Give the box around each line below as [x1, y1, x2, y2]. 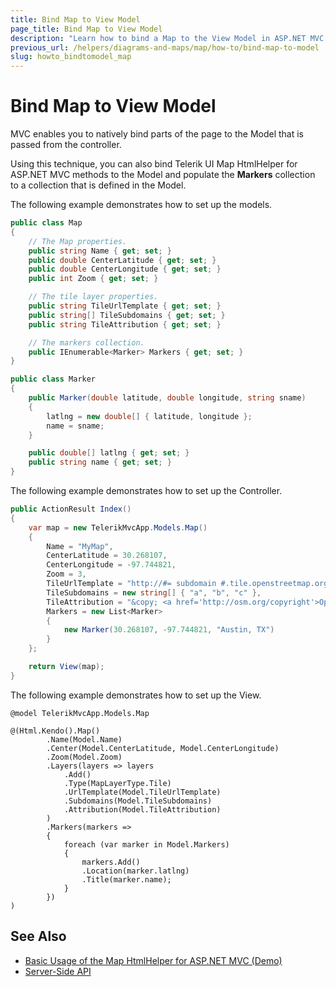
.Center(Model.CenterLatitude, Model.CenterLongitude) [46, 743, 280, 753]
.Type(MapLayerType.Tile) [63, 778, 172, 788]
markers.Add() [81, 857, 141, 867]
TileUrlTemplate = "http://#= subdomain [46, 579, 217, 589]
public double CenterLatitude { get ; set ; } [28, 255, 217, 265]
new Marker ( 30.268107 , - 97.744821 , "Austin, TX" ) [63, 625, 275, 635]
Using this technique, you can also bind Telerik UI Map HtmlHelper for [10, 158, 298, 170]
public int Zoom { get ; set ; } [28, 274, 159, 284]
